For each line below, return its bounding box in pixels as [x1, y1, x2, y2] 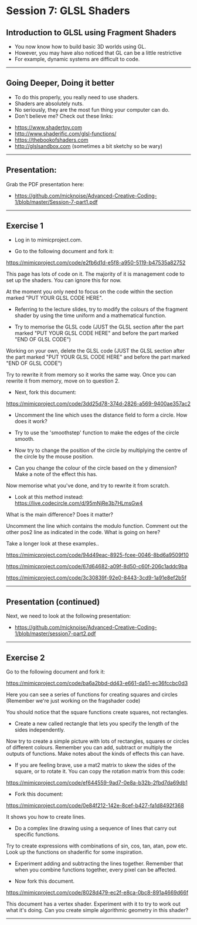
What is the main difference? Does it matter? [6, 511, 113, 518]
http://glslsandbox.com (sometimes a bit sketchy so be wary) [14, 142, 163, 149]
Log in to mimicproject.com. [14, 236, 83, 243]
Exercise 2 [6, 652, 45, 662]
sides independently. [14, 726, 66, 733]
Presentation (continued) [6, 596, 100, 606]
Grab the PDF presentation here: [6, 180, 84, 187]
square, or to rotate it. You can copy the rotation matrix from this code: [14, 768, 185, 775]
